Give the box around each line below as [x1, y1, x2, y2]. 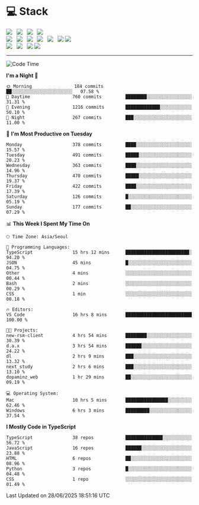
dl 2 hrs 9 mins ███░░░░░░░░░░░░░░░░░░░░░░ [6, 353, 192, 359]
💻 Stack [6, 5, 49, 18]
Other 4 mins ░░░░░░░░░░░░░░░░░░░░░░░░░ [6, 270, 192, 276]
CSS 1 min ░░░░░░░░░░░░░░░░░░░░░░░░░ [6, 291, 192, 297]
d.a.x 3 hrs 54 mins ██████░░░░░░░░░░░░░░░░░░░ [6, 343, 192, 349]
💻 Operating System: [6, 390, 59, 396]
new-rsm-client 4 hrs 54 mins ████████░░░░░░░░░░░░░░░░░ [6, 332, 192, 339]
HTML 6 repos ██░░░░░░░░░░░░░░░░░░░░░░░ [6, 455, 192, 461]
